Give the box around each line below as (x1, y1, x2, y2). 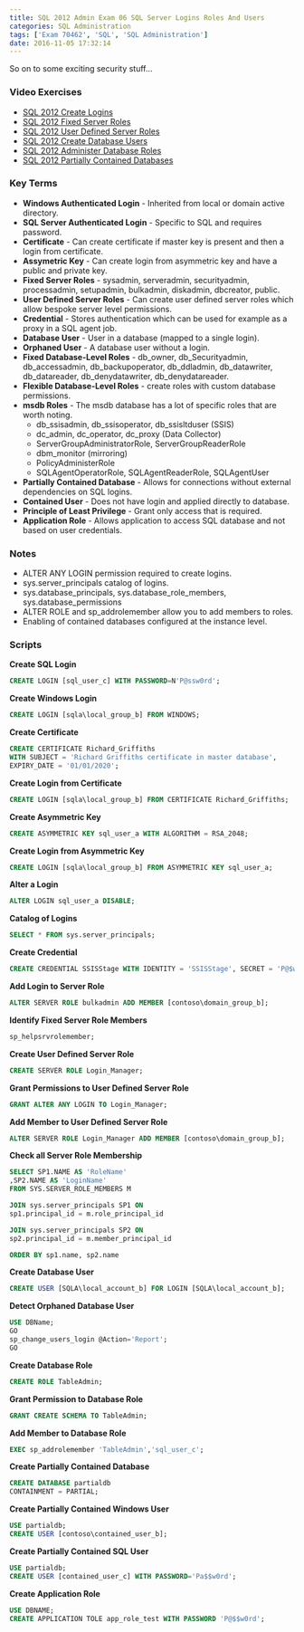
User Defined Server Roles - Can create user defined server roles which (22, 293, 294, 304)
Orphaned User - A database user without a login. (22, 341, 211, 353)
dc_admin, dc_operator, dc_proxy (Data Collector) (35, 428, 222, 439)
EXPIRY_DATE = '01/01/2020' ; (9, 761, 119, 770)
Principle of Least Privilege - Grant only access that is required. (22, 505, 262, 516)
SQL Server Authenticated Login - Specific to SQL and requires (22, 216, 262, 227)
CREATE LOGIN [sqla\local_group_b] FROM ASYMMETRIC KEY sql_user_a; (9, 863, 273, 872)
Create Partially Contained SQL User (9, 1545, 149, 1557)
